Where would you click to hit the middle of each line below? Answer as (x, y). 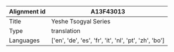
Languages (24, 40)
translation (66, 31)
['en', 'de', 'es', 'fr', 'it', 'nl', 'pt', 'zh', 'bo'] (108, 40)
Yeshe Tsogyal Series (81, 21)
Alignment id (27, 11)
